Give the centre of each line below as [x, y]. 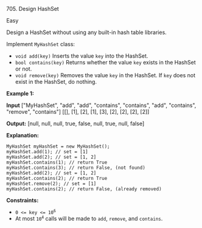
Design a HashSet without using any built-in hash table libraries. [87, 32]
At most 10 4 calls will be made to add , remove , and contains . [89, 219]
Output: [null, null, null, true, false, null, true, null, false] [75, 123]
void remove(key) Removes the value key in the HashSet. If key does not [105, 75]
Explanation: [23, 135]
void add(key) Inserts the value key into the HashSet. [82, 56]
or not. [23, 69]
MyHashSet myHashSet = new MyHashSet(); [58, 147]
